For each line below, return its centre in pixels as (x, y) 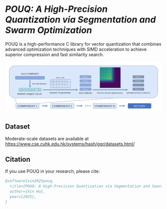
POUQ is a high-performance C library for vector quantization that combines (83, 44)
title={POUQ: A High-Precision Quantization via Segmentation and (80, 186)
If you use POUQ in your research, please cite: (53, 171)
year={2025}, (23, 197)
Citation (18, 160)
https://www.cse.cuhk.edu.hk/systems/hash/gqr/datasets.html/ (70, 144)
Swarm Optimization (49, 30)
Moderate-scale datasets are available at (47, 139)
